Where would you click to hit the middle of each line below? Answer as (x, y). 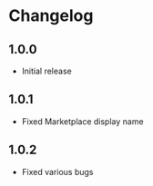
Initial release (46, 71)
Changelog (51, 16)
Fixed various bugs (57, 171)
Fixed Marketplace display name (82, 121)
